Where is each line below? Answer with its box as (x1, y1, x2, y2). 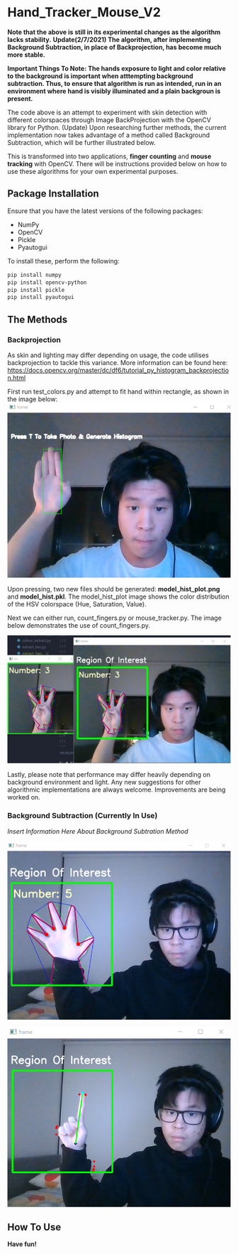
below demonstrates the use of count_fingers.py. (7, 621, 151, 630)
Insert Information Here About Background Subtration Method (7, 827, 189, 835)
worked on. (7, 793, 40, 802)
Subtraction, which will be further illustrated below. (7, 138, 156, 146)
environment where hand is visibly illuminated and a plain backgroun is (7, 87, 221, 95)
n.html (7, 374, 26, 382)
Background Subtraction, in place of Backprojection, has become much (7, 43, 222, 51)
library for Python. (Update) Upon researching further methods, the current (7, 123, 227, 131)
